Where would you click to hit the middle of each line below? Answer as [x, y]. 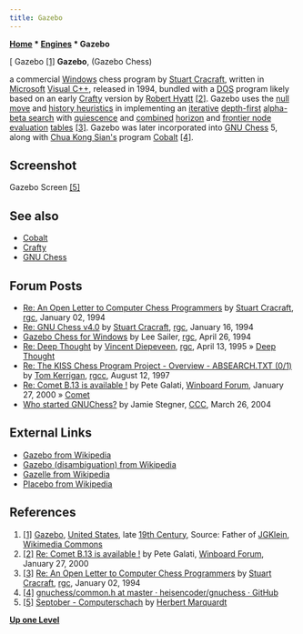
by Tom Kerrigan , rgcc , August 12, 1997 [96, 376]
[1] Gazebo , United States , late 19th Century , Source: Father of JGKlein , [156, 534]
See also [34, 216]
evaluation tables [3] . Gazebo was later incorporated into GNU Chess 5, [143, 127]
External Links [51, 433]
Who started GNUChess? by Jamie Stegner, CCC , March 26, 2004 [146, 405]
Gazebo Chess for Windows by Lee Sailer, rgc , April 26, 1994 [137, 337]
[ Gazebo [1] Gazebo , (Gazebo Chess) [81, 61]
